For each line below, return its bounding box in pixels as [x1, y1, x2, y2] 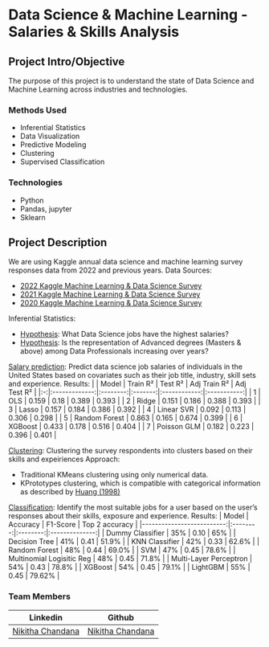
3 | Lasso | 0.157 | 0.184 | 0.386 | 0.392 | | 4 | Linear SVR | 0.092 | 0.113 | [8, 404, 247, 415]
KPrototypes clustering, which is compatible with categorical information [19, 478, 261, 488]
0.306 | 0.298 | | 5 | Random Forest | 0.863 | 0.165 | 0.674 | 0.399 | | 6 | [8, 413, 243, 423]
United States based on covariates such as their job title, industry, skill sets [8, 371, 257, 380]
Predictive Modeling [19, 140, 87, 149]
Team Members [8, 591, 71, 602]
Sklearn [19, 212, 46, 222]
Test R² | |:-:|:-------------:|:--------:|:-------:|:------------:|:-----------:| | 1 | [8, 387, 261, 397]
